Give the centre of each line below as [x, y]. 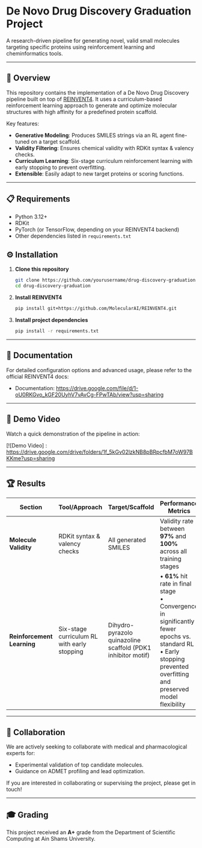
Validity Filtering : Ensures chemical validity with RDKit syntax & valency [104, 148]
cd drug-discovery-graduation [53, 286]
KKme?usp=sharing [31, 458]
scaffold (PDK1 [130, 648]
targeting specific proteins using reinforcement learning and [81, 47]
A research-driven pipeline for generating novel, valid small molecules [93, 40]
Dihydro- [121, 625]
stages [170, 566]
